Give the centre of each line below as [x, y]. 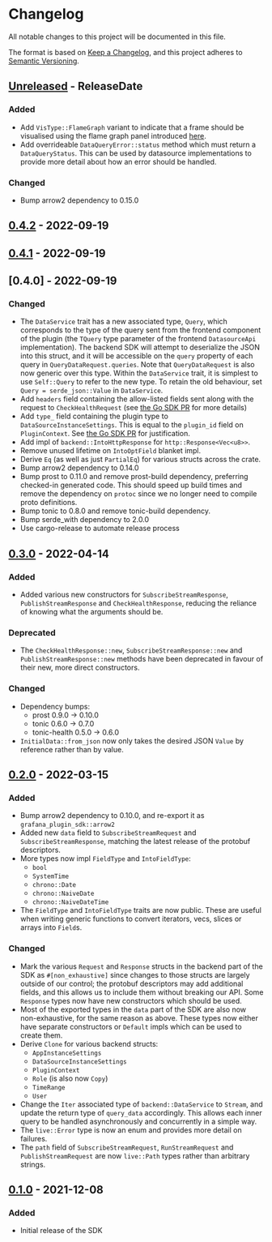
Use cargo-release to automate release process [100, 529]
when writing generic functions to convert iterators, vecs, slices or [131, 919]
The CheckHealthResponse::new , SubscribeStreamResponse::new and [131, 650]
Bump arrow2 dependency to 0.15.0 [79, 200]
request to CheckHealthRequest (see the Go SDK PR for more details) [134, 408]
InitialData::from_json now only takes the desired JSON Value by [132, 741]
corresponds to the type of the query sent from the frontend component [140, 330]
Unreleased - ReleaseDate [76, 86]
